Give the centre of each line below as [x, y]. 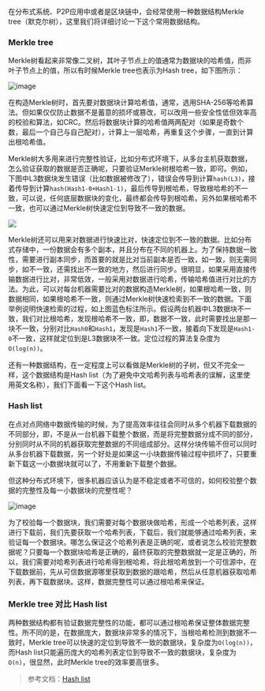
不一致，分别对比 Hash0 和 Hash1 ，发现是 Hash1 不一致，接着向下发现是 [124, 329]
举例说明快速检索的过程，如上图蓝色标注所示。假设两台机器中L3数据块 [123, 309]
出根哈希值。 [29, 142]
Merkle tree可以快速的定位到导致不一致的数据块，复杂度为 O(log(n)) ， [143, 642]
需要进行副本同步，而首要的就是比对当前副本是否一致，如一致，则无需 [136, 260]
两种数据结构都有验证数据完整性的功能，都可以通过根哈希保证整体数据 [122, 622]
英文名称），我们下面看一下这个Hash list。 [82, 385]
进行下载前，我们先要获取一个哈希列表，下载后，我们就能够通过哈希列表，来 [132, 532]
